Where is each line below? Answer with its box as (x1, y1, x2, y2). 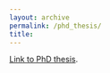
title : (9, 29, 34, 38)
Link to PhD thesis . (9, 54, 79, 65)
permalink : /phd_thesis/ (9, 21, 102, 30)
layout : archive (9, 12, 70, 22)
